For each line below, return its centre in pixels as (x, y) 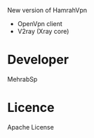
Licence (31, 108)
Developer (38, 60)
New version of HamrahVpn (47, 10)
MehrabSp (22, 79)
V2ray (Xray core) (43, 31)
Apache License (31, 127)
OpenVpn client (40, 24)
